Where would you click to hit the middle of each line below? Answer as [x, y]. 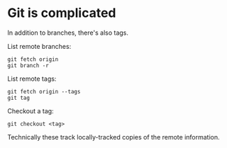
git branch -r [28, 65]
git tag [19, 98]
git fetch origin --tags [44, 91]
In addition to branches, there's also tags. [68, 33]
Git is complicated [62, 13]
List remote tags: [32, 79]
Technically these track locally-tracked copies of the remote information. [113, 137]
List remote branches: [39, 46]
